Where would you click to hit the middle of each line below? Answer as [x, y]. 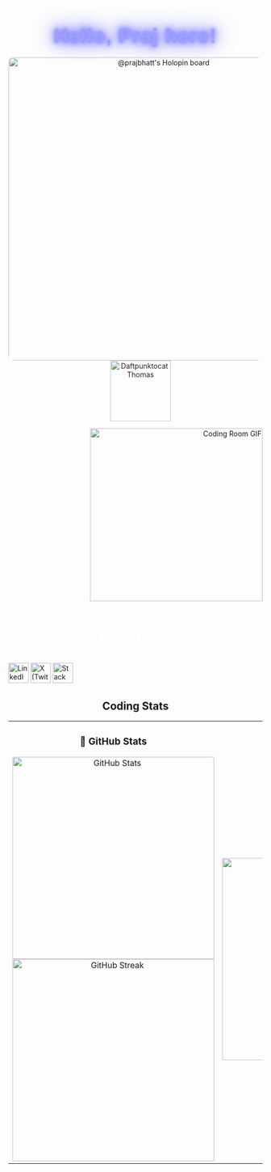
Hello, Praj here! [135, 36]
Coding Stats [135, 706]
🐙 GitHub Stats [113, 742]
